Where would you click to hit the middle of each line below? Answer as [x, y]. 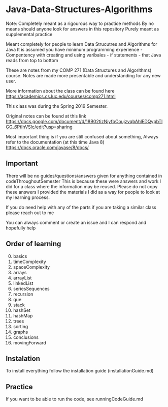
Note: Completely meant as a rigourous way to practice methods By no [80, 23]
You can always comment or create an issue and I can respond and [76, 222]
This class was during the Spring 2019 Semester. [57, 106]
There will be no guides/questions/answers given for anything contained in [84, 176]
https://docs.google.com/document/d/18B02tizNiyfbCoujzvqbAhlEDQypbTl [84, 121]
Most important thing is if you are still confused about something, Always [82, 136]
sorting [21, 326]
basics [20, 256]
